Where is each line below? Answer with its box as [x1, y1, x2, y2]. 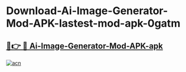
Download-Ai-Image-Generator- [6, 4, 168, 18]
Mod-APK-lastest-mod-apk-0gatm [6, 17, 181, 30]
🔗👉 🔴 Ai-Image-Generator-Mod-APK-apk [6, 41, 164, 51]
